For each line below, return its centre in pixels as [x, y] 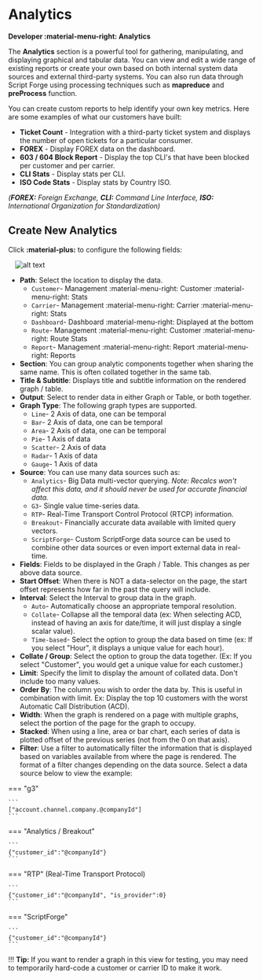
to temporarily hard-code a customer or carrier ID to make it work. [115, 967]
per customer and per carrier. [67, 165]
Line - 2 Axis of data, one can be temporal [99, 414]
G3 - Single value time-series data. [86, 506]
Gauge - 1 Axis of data [64, 464]
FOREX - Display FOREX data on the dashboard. [97, 149]
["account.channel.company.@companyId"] [75, 809]
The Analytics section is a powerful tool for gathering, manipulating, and [126, 51]
